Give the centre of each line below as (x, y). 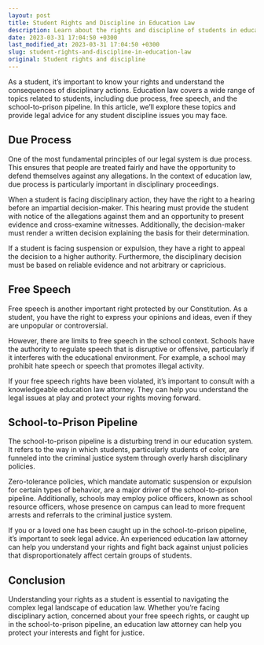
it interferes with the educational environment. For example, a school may (127, 357)
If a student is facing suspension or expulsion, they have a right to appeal (126, 248)
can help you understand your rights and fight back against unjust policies (128, 547)
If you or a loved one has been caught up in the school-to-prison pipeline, (128, 530)
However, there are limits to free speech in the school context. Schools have (132, 340)
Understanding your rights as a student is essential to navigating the (119, 599)
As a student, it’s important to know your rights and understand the (116, 82)
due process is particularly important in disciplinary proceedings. (113, 184)
